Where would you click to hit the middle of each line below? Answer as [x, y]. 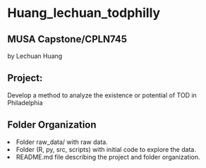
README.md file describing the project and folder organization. [108, 157]
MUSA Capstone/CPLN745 [67, 39]
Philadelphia [25, 102]
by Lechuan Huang [35, 56]
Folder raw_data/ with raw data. [62, 142]
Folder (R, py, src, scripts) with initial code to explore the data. [106, 149]
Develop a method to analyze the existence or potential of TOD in [102, 95]
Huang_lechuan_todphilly [84, 13]
